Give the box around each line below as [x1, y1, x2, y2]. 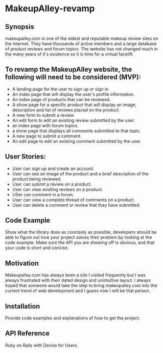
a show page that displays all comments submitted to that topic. [12, 128, 141, 134]
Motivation [5, 259, 39, 268]
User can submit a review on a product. [12, 181, 92, 187]
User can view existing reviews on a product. [12, 186, 103, 192]
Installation [5, 302, 40, 310]
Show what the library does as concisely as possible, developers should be [5, 229, 157, 235]
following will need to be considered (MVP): [5, 73, 141, 81]
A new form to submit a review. [12, 112, 75, 118]
